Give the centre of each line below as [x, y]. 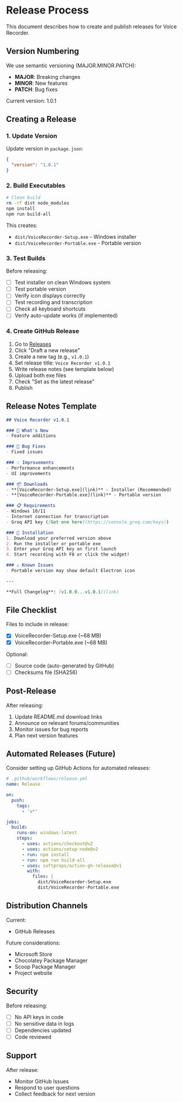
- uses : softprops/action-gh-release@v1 [72, 866]
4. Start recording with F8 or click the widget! [68, 555]
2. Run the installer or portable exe [53, 544]
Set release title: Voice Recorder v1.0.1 [62, 363]
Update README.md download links [58, 717]
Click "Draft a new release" [47, 350]
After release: [23, 1070]
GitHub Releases [35, 931]
